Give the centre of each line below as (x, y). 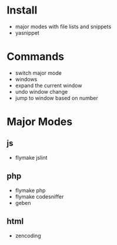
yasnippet (27, 32)
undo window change (41, 91)
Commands (36, 57)
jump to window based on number (57, 98)
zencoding (28, 236)
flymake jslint (31, 157)
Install (22, 10)
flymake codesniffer (39, 196)
